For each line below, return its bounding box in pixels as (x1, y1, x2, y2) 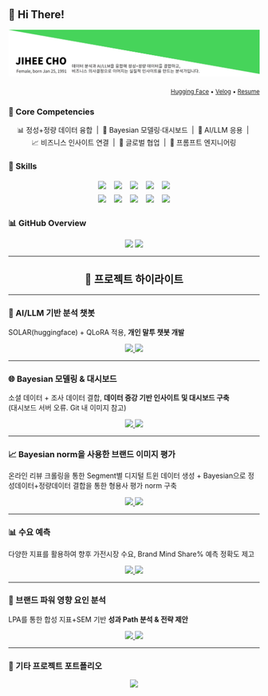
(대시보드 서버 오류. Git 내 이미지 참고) (8, 403, 127, 412)
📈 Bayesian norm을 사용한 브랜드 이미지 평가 (8, 448, 175, 459)
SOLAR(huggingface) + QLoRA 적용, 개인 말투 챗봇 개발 (8, 327, 185, 336)
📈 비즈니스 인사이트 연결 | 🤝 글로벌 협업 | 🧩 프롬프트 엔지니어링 (31, 137, 237, 147)
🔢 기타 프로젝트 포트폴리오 (8, 660, 102, 671)
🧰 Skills (8, 161, 37, 172)
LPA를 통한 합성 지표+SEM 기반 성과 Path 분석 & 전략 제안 (8, 614, 189, 624)
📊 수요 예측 (8, 527, 51, 538)
